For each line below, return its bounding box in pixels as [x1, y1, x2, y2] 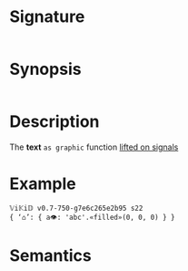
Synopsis [9, 59, 82, 79]
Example [9, 173, 76, 193]
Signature [9, 6, 85, 27]
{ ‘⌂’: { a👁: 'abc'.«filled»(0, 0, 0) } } [9, 213, 175, 222]
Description [9, 111, 100, 132]
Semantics [9, 245, 93, 266]
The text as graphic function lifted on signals [9, 141, 179, 152]
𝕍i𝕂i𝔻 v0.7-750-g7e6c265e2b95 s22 [9, 203, 143, 213]
